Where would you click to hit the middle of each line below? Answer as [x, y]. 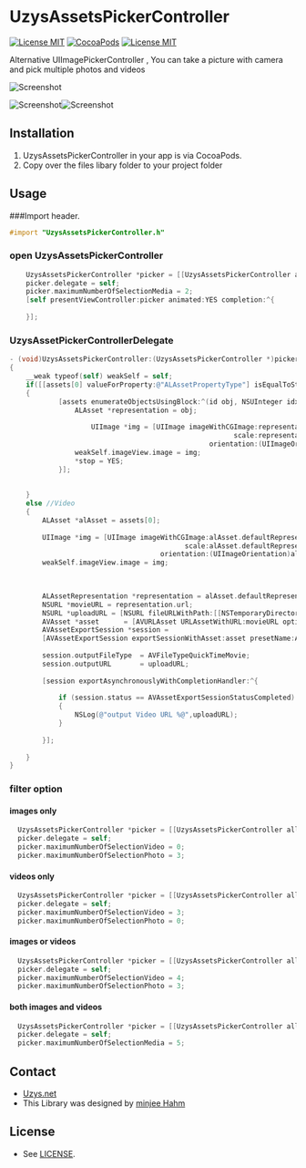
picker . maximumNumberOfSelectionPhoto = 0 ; [101, 921]
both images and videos [56, 1007]
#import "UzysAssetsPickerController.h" [87, 233]
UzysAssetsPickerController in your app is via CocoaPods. [132, 155]
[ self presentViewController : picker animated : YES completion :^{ [150, 300]
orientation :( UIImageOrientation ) [225, 554]
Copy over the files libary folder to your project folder [122, 165]
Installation [42, 134]
